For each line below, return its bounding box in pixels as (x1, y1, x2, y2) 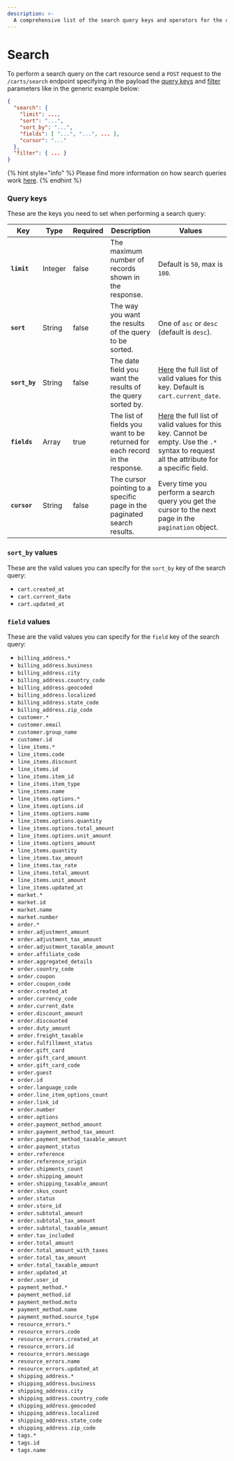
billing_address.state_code (17, 699, 99, 706)
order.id (17, 1077, 43, 1084)
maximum (110, 247, 143, 256)
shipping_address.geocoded (17, 1402, 96, 1409)
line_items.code (17, 751, 65, 758)
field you (110, 365, 139, 375)
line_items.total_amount (17, 869, 90, 876)
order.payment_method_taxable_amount (17, 1136, 127, 1143)
